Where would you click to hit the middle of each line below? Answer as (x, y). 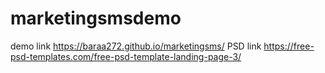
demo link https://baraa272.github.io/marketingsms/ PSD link (136, 46)
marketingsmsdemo (96, 18)
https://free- (289, 46)
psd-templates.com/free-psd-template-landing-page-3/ (126, 56)
